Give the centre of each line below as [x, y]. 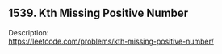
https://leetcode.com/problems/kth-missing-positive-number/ [111, 41]
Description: [29, 32]
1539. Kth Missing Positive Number [98, 13]
